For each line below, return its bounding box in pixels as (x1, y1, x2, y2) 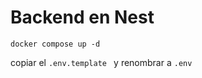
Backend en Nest (10, 6, 155, 29)
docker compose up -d (10, 39, 101, 49)
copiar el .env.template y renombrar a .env (10, 56, 193, 68)
